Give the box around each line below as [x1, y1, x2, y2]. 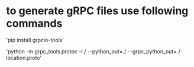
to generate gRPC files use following [6, 4, 189, 18]
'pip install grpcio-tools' [6, 36, 64, 43]
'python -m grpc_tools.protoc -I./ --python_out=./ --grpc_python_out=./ [6, 47, 180, 55]
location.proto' [6, 54, 42, 61]
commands [6, 17, 63, 30]
